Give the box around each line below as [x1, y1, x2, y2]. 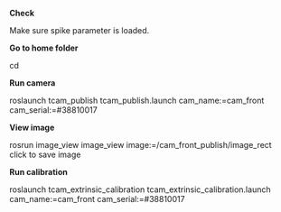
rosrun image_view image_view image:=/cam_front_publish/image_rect [9, 140, 273, 150]
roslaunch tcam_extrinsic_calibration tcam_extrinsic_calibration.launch [9, 184, 271, 195]
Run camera [9, 78, 56, 88]
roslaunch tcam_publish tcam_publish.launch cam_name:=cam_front [9, 95, 265, 106]
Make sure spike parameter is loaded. [9, 25, 150, 35]
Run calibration [9, 167, 68, 177]
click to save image [9, 149, 81, 160]
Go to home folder [9, 42, 79, 53]
